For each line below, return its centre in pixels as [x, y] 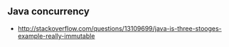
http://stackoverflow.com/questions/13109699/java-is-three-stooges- [119, 28]
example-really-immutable [56, 36]
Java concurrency [49, 12]
